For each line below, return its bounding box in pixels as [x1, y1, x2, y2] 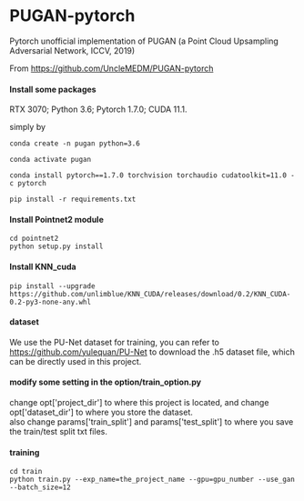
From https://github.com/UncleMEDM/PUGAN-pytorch [9, 63, 214, 74]
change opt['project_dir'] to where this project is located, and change [9, 396, 269, 407]
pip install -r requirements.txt [9, 195, 137, 205]
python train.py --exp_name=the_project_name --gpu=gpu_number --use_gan [9, 475, 296, 485]
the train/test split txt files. [9, 426, 107, 436]
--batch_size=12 [9, 483, 71, 492]
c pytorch [9, 179, 47, 188]
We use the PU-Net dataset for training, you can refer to [9, 336, 220, 347]
